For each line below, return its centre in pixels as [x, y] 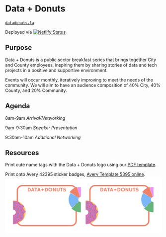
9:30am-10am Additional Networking [43, 137]
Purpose [19, 48]
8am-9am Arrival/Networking [35, 118]
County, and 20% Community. [36, 90]
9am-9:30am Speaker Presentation [41, 128]
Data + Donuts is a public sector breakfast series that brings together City [81, 60]
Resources [22, 153]
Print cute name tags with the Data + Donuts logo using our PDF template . [81, 165]
